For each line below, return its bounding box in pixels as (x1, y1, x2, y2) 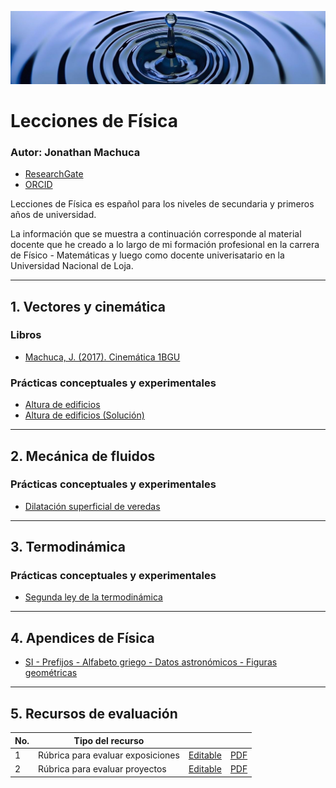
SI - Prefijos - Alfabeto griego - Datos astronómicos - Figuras (24, 656, 278, 668)
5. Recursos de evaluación (10, 705, 178, 722)
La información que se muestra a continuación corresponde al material (10, 228, 302, 240)
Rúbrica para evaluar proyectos (38, 763, 167, 775)
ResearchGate (24, 168, 84, 180)
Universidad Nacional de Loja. (10, 260, 134, 272)
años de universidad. (10, 209, 97, 221)
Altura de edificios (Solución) (24, 409, 145, 421)
